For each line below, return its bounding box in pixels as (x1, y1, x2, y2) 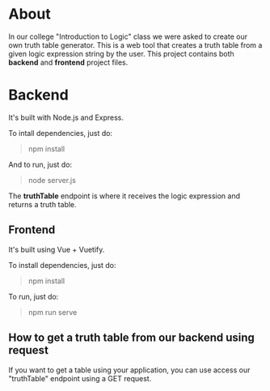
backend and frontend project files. (8, 57, 129, 67)
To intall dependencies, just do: (8, 128, 113, 138)
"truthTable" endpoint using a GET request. (8, 373, 152, 383)
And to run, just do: (8, 159, 73, 169)
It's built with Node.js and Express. (8, 113, 124, 122)
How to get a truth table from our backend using (8, 331, 255, 345)
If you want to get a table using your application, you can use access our (8, 365, 251, 375)
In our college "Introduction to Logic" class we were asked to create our (8, 32, 248, 41)
